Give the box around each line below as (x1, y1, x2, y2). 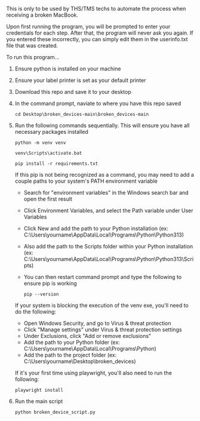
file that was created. (6, 42, 59, 49)
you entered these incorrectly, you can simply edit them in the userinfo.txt (6, 36, 188, 42)
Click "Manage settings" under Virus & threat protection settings (23, 326, 182, 333)
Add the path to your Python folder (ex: (23, 339, 121, 346)
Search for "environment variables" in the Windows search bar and (23, 189, 189, 196)
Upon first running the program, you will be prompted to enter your (6, 23, 171, 30)
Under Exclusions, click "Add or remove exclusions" (23, 333, 152, 339)
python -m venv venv (14, 140, 66, 146)
